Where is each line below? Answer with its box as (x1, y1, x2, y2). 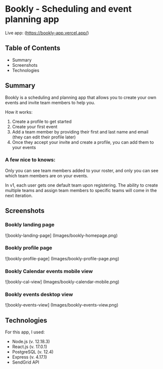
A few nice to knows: (5, 156, 56, 163)
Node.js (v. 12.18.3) (12, 339, 50, 345)
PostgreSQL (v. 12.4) (12, 349, 54, 355)
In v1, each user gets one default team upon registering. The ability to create (5, 182, 158, 188)
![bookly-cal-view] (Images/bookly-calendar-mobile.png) (5, 279, 120, 285)
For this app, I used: (5, 329, 45, 335)
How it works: (5, 109, 33, 115)
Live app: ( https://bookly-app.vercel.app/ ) (5, 30, 89, 36)
